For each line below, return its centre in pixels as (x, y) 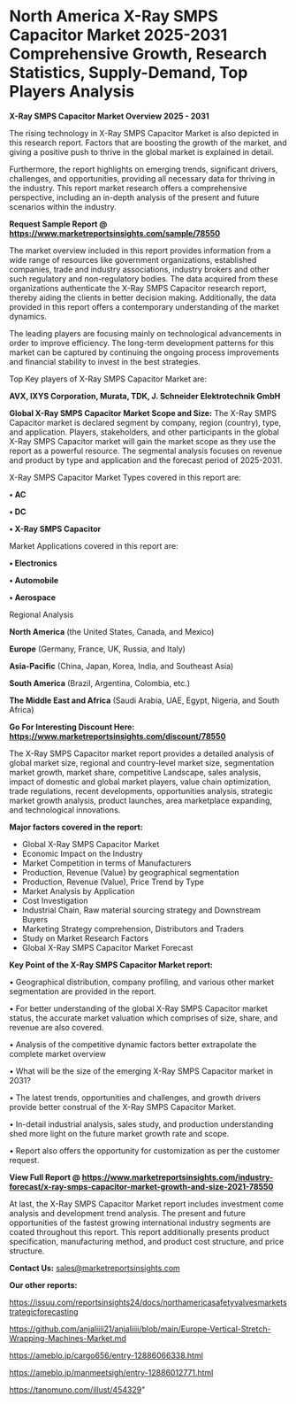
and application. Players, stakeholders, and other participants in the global (144, 432)
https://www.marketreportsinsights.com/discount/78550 (118, 736)
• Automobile (34, 580)
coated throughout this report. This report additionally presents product (139, 1231)
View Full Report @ (45, 1177)
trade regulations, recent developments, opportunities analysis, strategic (141, 791)
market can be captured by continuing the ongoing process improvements (144, 352)
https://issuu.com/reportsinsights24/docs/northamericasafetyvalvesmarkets (148, 1302)
